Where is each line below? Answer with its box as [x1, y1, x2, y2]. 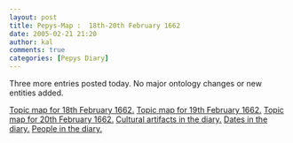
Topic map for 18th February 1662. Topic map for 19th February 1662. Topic [9, 105, 284, 115]
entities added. [9, 87, 64, 98]
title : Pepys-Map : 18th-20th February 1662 [9, 21, 180, 30]
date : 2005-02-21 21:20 [9, 29, 98, 38]
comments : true [9, 46, 66, 55]
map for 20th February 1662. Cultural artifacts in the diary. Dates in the [9, 114, 268, 124]
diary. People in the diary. [9, 124, 103, 133]
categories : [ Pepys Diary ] [9, 54, 109, 63]
